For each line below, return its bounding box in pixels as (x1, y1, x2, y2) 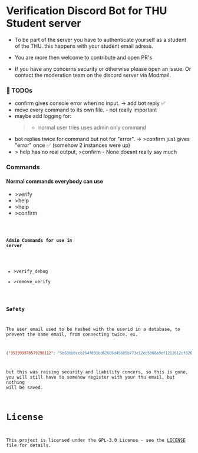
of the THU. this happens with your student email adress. (14, 42, 153, 50)
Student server (6, 17, 81, 30)
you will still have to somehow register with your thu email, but (6, 375, 176, 380)
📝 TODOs (6, 86, 33, 94)
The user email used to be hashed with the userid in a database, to (6, 326, 181, 332)
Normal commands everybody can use (6, 178, 103, 185)
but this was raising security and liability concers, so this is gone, (6, 369, 189, 375)
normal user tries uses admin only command (38, 124, 146, 131)
